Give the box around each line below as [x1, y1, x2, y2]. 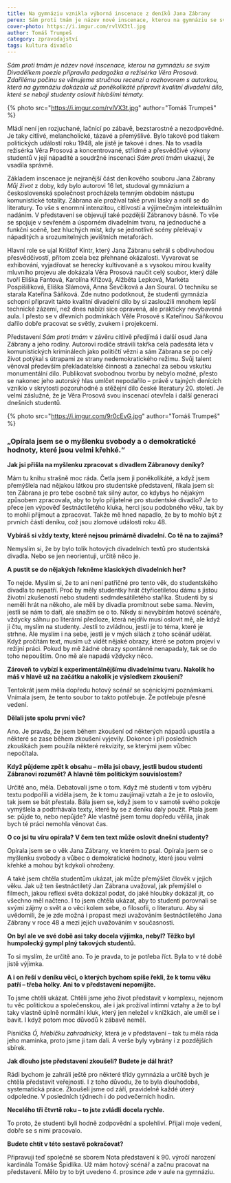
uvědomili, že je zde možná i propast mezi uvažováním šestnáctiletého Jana [7, 911, 222, 920]
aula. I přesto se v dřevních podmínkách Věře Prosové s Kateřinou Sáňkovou [7, 312, 223, 320]
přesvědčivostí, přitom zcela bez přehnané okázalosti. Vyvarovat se [7, 254, 199, 262]
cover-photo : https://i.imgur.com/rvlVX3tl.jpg [7, 23, 146, 30]
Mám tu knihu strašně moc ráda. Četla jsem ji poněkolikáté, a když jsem [7, 474, 210, 482]
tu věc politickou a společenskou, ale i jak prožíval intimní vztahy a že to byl [7, 1001, 221, 1009]
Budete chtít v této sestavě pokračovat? [7, 1140, 124, 1148]
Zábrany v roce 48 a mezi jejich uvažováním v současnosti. [7, 918, 175, 927]
